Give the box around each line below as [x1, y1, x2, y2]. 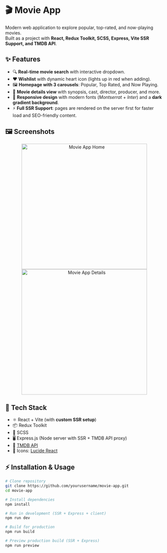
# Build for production [5, 524, 55, 530]
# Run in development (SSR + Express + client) [5, 511, 107, 516]
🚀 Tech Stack [5, 403, 47, 412]
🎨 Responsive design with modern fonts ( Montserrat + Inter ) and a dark [12, 94, 162, 100]
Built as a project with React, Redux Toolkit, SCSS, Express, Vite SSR [5, 35, 149, 41]
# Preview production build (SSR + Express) [5, 538, 100, 543]
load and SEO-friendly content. [12, 112, 77, 118]
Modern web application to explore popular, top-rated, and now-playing [5, 24, 153, 31]
